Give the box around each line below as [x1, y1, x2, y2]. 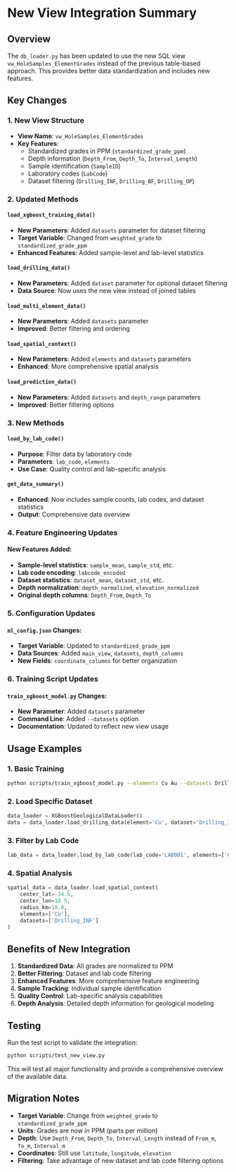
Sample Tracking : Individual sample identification [17, 985, 162, 993]
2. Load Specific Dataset [7, 796, 93, 806]
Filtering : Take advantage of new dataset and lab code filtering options [17, 1156, 224, 1164]
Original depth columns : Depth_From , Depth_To [17, 591, 152, 600]
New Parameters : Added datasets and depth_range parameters [17, 393, 201, 401]
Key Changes [7, 94, 67, 106]
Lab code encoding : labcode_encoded [17, 569, 126, 577]
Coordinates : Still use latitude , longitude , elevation [17, 1149, 171, 1157]
